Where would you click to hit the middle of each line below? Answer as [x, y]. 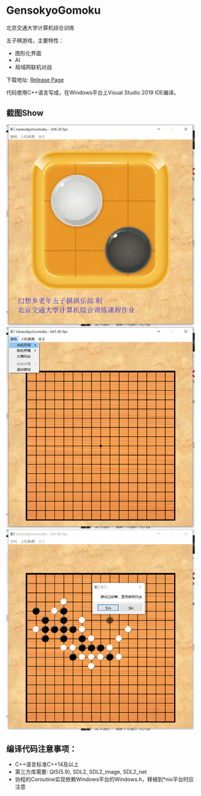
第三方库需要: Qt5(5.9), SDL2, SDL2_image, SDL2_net [81, 772]
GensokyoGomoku [54, 10]
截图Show [25, 113]
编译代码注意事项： [42, 749]
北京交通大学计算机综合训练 [40, 28]
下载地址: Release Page [35, 80]
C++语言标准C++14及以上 [47, 764]
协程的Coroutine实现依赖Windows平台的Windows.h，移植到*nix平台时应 [104, 779]
